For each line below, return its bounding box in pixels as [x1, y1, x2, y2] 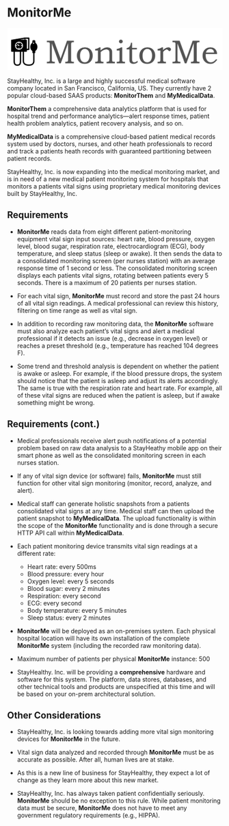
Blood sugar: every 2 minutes [27, 584, 111, 592]
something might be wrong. [16, 398, 95, 406]
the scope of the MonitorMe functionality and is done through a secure [16, 521, 219, 529]
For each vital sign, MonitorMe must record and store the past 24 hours [16, 291, 220, 300]
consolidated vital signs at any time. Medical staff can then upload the [16, 507, 215, 515]
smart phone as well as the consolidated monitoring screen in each [16, 451, 206, 459]
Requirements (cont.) [7, 418, 100, 430]
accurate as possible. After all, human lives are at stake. [16, 755, 174, 764]
